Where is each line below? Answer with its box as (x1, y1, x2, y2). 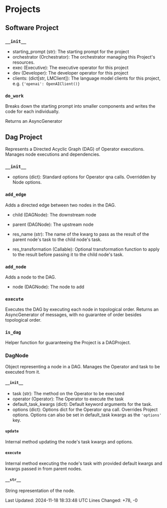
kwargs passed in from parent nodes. (5, 466, 82, 472)
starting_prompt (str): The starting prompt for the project (12, 49, 129, 55)
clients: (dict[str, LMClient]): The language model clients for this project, (12, 75, 161, 81)
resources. (12, 59, 35, 65)
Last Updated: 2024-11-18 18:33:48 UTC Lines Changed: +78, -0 (5, 497, 138, 503)
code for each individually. (5, 109, 60, 115)
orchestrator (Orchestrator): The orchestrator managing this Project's (12, 54, 155, 60)
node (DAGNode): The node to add (12, 284, 84, 290)
